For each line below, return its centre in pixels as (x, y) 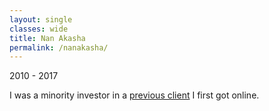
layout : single (41, 19)
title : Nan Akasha (47, 38)
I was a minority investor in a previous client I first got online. (134, 95)
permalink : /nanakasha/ (59, 47)
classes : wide (39, 29)
